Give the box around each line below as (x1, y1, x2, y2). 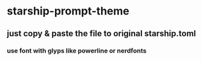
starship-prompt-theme (7, 4, 129, 18)
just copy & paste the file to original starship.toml (7, 28, 196, 39)
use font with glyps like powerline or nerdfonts (7, 47, 147, 55)
